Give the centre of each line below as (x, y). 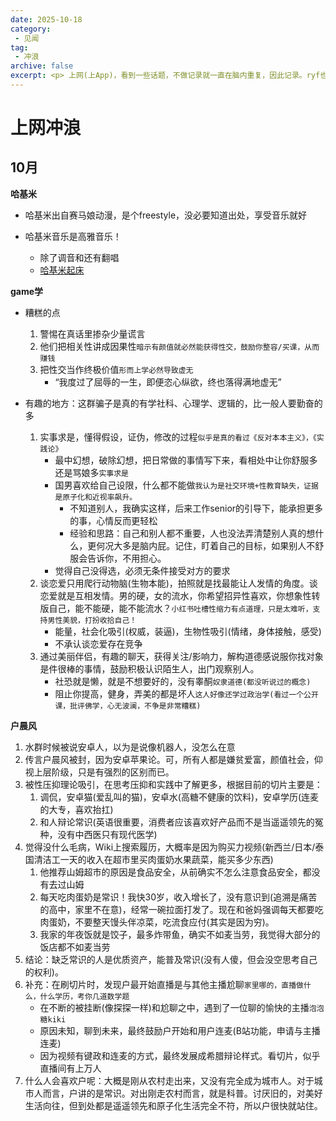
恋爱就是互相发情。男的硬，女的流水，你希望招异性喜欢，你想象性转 (180, 595)
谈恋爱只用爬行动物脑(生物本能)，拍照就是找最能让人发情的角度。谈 (178, 583)
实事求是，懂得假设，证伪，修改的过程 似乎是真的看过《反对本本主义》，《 (178, 437)
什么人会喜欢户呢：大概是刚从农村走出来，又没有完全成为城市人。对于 (169, 1080)
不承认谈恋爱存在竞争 (98, 643)
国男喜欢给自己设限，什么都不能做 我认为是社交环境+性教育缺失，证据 (186, 485)
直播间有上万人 (70, 1068)
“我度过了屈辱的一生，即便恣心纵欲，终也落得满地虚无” (168, 382)
